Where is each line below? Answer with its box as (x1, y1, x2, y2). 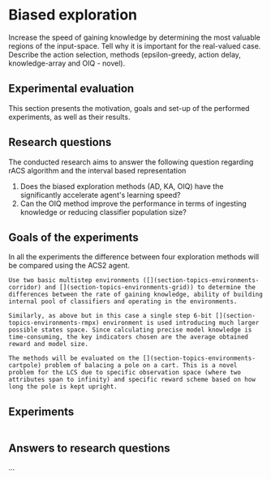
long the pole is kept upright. (8, 383, 118, 391)
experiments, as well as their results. (8, 112, 131, 122)
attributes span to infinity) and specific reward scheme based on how (8, 375, 256, 384)
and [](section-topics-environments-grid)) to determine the (44, 284, 256, 292)
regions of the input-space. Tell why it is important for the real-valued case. (8, 41, 261, 50)
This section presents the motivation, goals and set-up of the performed (8, 103, 250, 113)
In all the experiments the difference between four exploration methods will (8, 252, 260, 262)
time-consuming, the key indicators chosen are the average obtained (8, 333, 249, 341)
